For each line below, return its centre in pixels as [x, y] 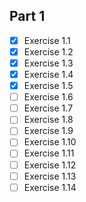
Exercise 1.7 [48, 108]
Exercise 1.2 [48, 51]
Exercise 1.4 [48, 74]
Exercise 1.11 [49, 153]
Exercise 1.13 [50, 176]
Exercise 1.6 [48, 97]
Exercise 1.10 [50, 142]
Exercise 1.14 [50, 187]
